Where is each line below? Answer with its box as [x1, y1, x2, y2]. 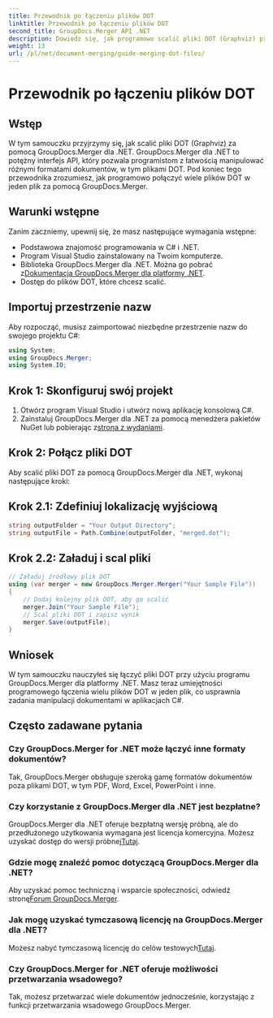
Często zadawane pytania [8, 719, 143, 733]
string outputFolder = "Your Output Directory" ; [8, 521, 176, 529]
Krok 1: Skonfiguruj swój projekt [8, 383, 173, 398]
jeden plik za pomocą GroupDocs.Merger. [8, 182, 149, 191]
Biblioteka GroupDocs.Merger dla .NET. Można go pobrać [19, 259, 214, 269]
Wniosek [8, 648, 54, 662]
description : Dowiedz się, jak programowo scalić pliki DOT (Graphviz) [8, 34, 256, 43]
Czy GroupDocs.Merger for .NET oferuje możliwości [8, 963, 219, 974]
